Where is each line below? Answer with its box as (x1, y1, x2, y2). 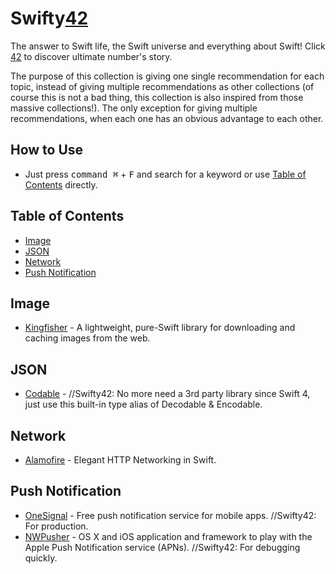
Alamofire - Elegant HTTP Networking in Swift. (24, 454, 217, 466)
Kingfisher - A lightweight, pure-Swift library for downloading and (24, 322, 296, 334)
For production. (24, 520, 89, 532)
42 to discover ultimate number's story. (10, 50, 173, 62)
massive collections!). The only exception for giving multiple (10, 102, 258, 114)
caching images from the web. (24, 332, 151, 344)
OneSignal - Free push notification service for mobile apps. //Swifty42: (24, 509, 317, 521)
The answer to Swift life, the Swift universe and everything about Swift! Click (10, 40, 326, 52)
